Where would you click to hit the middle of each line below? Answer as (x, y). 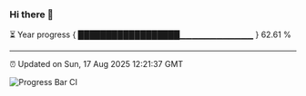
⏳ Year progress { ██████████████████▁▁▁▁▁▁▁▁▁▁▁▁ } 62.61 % (150, 34)
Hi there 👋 (32, 14)
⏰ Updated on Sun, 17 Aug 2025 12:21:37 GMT (97, 64)
